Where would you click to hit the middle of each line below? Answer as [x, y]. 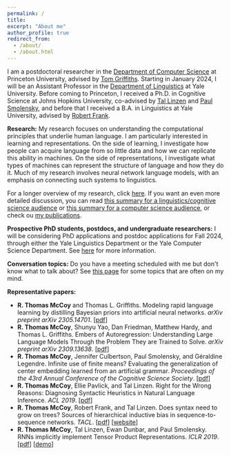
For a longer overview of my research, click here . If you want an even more [114, 193]
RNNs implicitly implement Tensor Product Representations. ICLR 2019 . [118, 436]
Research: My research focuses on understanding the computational [105, 129]
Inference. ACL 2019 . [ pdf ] [55, 400]
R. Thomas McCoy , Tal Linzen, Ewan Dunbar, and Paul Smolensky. [112, 429]
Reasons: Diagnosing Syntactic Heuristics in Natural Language [106, 392]
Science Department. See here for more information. [82, 250]
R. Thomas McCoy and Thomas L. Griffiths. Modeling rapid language [115, 305]
